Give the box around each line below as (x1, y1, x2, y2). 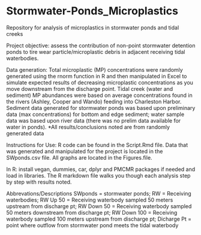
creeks (6, 30, 23, 37)
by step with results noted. (6, 178, 72, 185)
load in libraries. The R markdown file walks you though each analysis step (6, 172, 191, 179)
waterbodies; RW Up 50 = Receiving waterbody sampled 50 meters (6, 196, 173, 203)
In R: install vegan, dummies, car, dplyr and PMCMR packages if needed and (6, 166, 196, 173)
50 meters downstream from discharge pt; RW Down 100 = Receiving (6, 209, 178, 216)
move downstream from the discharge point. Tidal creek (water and (6, 85, 173, 92)
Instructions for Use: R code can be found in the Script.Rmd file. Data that (6, 141, 188, 148)
